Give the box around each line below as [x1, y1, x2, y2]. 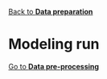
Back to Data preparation [8, 7, 93, 16]
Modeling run [8, 35, 100, 53]
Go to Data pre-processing [8, 61, 99, 71]
